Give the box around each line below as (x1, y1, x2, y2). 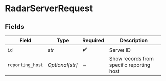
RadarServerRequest (5, 3, 93, 14)
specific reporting (109, 62, 151, 68)
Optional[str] (47, 62, 78, 68)
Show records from (109, 55, 154, 62)
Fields (5, 23, 25, 31)
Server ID (109, 46, 131, 53)
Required (82, 37, 105, 44)
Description (120, 37, 148, 44)
